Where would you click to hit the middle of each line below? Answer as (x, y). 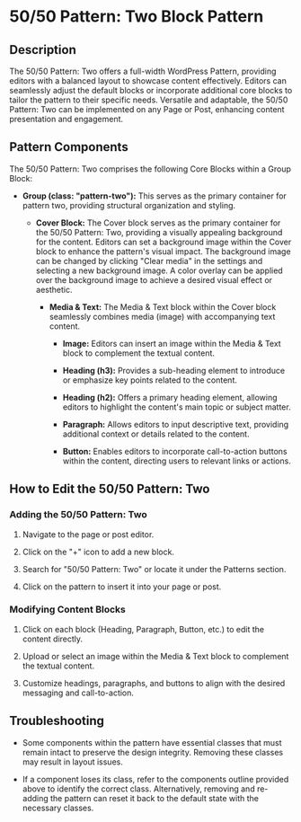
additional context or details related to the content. (156, 434)
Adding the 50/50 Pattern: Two (78, 515)
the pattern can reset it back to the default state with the (154, 798)
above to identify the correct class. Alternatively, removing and (138, 789)
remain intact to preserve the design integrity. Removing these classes (153, 752)
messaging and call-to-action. (78, 693)
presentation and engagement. (66, 119)
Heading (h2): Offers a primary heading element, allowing (170, 397)
